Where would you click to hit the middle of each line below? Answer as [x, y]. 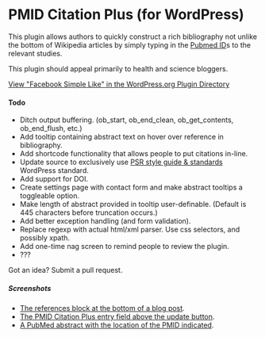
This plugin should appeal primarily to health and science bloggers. [118, 68]
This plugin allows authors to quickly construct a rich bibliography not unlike [133, 36]
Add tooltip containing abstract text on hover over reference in [122, 137]
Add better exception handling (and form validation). [105, 221]
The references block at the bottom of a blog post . [102, 308]
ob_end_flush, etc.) [51, 128]
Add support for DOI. [54, 179]
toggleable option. [50, 196]
